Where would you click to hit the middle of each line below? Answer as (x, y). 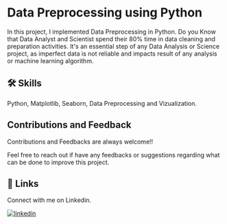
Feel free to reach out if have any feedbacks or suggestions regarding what (113, 155)
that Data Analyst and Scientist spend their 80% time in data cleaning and (111, 38)
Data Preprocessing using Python (105, 13)
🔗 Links (23, 183)
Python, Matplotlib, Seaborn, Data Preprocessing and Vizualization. (102, 103)
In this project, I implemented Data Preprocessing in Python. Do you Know (111, 32)
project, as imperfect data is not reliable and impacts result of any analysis (112, 54)
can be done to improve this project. (58, 162)
